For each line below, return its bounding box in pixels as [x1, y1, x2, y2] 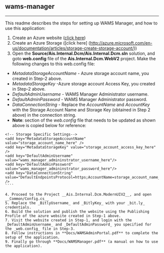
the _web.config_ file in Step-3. [5, 226, 76, 231]
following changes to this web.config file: [12, 61, 95, 67]
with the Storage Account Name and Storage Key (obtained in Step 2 [12, 106, 150, 113]
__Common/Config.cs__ [5, 196, 49, 201]
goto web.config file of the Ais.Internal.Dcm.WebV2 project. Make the [12, 55, 156, 61]
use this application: [5, 25, 45, 31]
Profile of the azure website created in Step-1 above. [5, 213, 121, 218]
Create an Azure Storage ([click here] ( [12, 40, 90, 46]
